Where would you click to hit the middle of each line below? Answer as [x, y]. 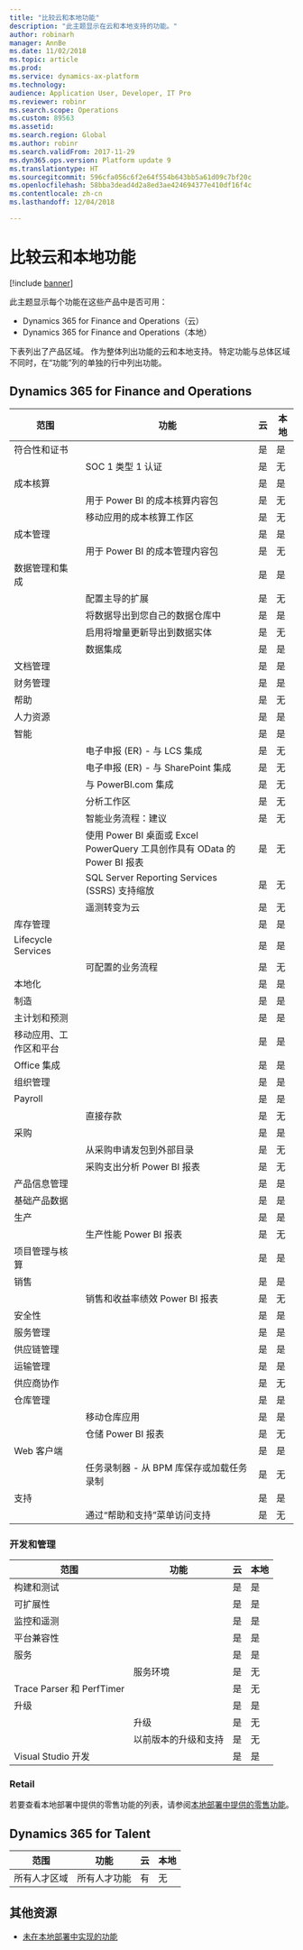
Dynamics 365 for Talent [80, 1833]
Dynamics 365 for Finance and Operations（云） [113, 320]
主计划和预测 [41, 1017]
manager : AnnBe [38, 43]
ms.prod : [26, 69]
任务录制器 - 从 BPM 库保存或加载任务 [166, 1467]
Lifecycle [33, 939]
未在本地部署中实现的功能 [70, 1936]
